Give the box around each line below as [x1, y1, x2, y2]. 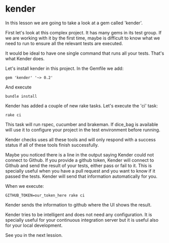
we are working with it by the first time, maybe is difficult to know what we [5, 35, 160, 41]
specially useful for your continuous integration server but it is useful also [5, 217, 158, 223]
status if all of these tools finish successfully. [5, 142, 99, 148]
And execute [5, 84, 32, 90]
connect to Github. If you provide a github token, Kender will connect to [5, 157, 154, 163]
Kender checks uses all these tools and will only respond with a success [5, 136, 156, 142]
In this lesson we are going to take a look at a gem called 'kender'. [5, 20, 143, 26]
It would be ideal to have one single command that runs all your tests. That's [5, 50, 164, 56]
